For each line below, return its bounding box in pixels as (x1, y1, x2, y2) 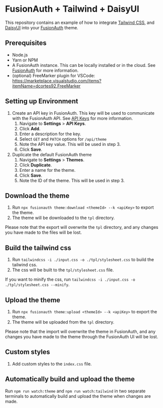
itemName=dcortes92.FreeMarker (12, 83, 81, 89)
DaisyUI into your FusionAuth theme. (5, 24, 79, 30)
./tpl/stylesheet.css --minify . (5, 282, 70, 287)
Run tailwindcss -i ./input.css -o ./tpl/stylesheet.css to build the (12, 257, 154, 263)
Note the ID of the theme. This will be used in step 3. (19, 177, 125, 184)
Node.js (12, 52, 28, 58)
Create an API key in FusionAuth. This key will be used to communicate (12, 110, 155, 116)
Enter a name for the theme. (19, 167, 76, 173)
